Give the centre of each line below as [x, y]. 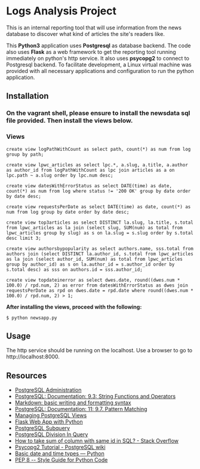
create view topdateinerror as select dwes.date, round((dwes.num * [93, 280]
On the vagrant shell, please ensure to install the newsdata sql [98, 113]
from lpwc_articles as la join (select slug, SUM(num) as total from [95, 228]
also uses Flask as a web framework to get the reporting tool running [91, 51]
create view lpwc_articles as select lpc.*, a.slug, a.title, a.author [97, 165]
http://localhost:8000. [33, 357]
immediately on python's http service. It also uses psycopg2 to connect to [98, 58]
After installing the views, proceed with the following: [74, 307]
